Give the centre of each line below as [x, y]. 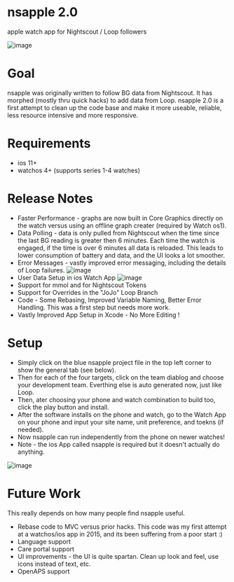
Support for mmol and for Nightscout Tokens [82, 285]
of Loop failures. [41, 270]
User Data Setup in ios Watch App [67, 277]
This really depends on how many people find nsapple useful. [96, 513]
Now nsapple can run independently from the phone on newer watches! [121, 437]
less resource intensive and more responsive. [73, 115]
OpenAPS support [43, 571]
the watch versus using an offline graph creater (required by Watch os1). [122, 226]
